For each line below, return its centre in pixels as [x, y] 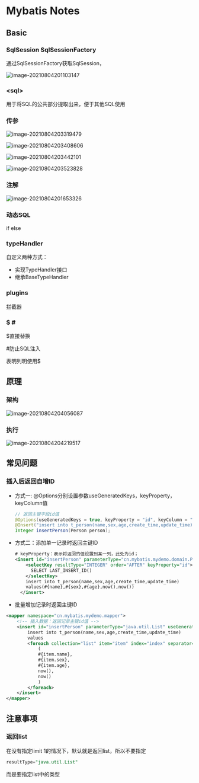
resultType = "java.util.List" [42, 762]
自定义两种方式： [27, 257]
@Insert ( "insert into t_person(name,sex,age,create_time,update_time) [104, 525]
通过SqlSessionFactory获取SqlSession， [55, 63]
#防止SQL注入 [23, 349]
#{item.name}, [55, 654]
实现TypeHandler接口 [41, 270]
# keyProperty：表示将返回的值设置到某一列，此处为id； [77, 554]
